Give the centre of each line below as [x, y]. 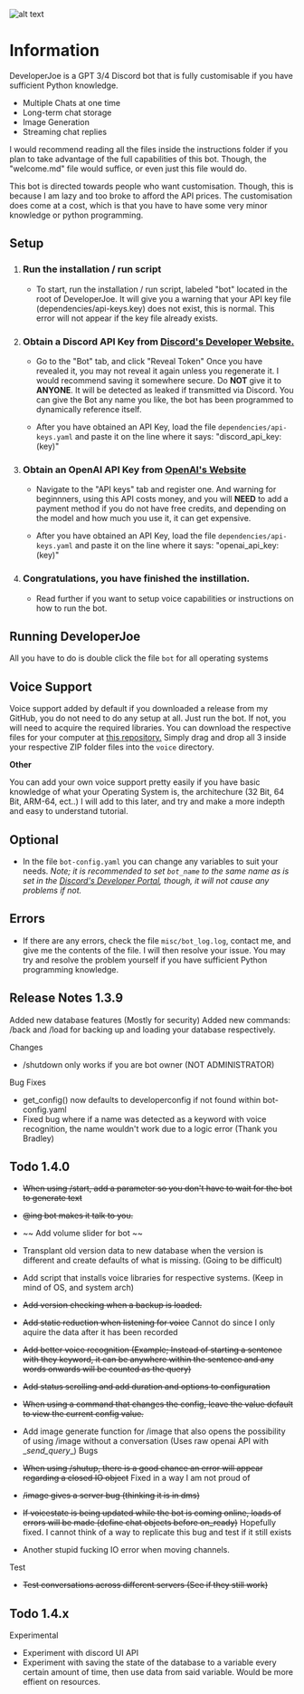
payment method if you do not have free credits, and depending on [161, 508]
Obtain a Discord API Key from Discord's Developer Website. [158, 342]
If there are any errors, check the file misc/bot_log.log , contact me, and [157, 940]
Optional [34, 840]
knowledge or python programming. [76, 215]
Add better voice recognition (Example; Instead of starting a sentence [152, 1350]
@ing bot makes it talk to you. [78, 1215]
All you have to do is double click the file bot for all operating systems [139, 658]
